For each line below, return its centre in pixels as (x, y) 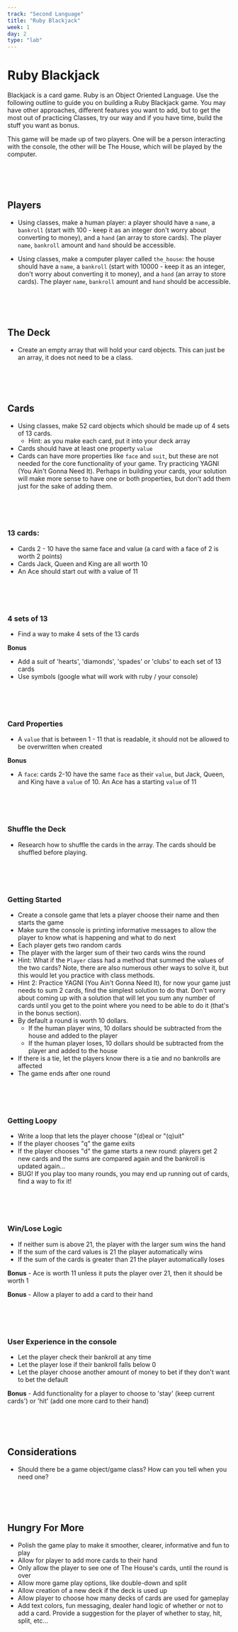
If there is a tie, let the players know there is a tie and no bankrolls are (119, 1058)
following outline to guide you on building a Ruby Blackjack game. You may (117, 103)
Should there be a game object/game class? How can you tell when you (122, 1469)
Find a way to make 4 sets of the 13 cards (78, 634)
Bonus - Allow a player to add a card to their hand (80, 1294)
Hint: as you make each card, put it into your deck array (109, 440)
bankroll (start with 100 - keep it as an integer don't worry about (112, 230)
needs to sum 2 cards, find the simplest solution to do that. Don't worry (121, 990)
